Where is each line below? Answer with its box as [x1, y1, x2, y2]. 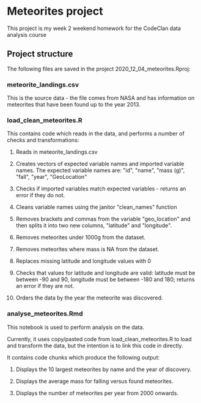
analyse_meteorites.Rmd [7, 309, 83, 318]
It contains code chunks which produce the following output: [7, 353, 160, 361]
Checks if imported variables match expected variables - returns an [15, 185, 186, 192]
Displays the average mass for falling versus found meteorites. [15, 377, 174, 385]
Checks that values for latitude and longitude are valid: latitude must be [15, 269, 196, 277]
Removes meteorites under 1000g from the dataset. [15, 234, 146, 241]
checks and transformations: [7, 137, 79, 144]
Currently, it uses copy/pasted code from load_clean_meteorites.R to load [7, 335, 192, 342]
